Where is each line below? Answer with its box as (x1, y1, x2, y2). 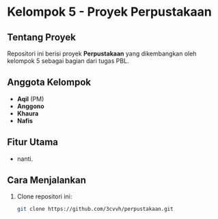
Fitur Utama (7, 136, 59, 148)
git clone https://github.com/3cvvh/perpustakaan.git (16, 206, 174, 213)
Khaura (16, 109, 39, 117)
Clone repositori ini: (16, 192, 72, 201)
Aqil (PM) (16, 94, 44, 103)
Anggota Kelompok (7, 77, 91, 88)
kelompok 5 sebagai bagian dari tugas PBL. (7, 57, 129, 65)
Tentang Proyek (7, 31, 77, 43)
